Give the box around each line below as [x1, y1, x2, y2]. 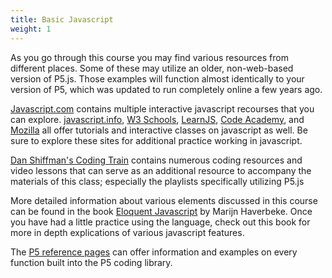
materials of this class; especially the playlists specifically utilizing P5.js [10, 175, 305, 187]
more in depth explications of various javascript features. [10, 226, 245, 238]
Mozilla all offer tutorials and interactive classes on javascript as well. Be [10, 124, 308, 136]
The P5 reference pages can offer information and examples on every [10, 246, 298, 258]
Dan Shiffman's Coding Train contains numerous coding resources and [10, 154, 303, 166]
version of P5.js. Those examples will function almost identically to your [10, 72, 305, 85]
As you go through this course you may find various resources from [10, 51, 289, 63]
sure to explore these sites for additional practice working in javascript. [10, 134, 303, 146]
